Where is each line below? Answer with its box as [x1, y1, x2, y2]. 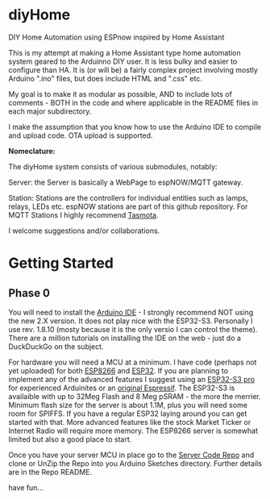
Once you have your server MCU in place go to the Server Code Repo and [8, 450, 255, 459]
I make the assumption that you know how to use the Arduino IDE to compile [8, 122, 262, 131]
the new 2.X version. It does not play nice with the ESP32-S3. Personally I [8, 316, 253, 326]
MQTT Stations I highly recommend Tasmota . [8, 210, 159, 219]
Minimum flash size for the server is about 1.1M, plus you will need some [8, 400, 248, 410]
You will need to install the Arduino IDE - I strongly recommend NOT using [8, 307, 254, 317]
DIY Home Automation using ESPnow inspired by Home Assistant [8, 32, 225, 42]
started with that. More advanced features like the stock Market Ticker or [8, 417, 251, 426]
